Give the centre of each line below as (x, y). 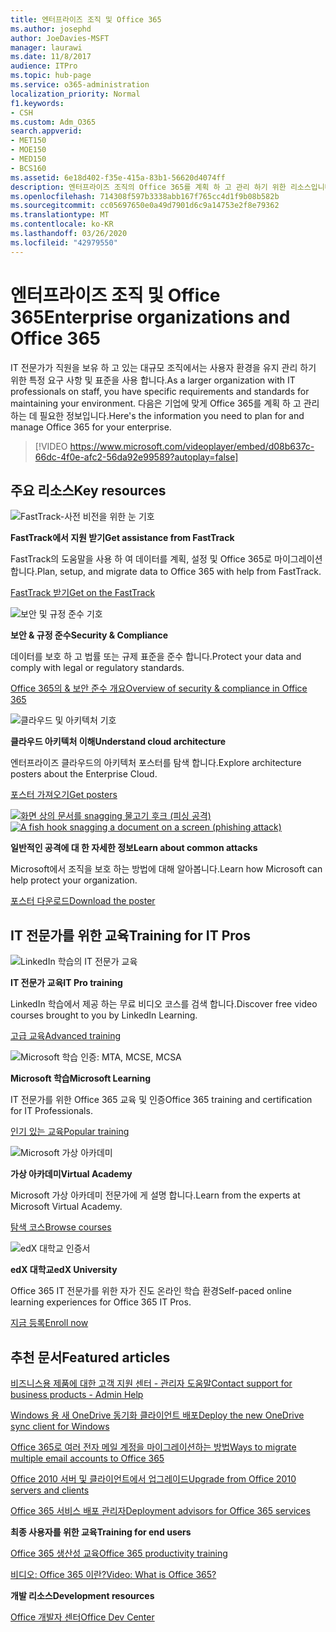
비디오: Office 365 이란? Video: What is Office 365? (113, 1574)
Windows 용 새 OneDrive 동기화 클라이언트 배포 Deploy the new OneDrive (157, 1415)
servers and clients (50, 1490)
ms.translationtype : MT (60, 215)
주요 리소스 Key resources (88, 490)
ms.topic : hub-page (51, 76)
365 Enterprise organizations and (150, 317)
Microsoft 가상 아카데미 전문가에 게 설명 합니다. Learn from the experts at (155, 1195)
